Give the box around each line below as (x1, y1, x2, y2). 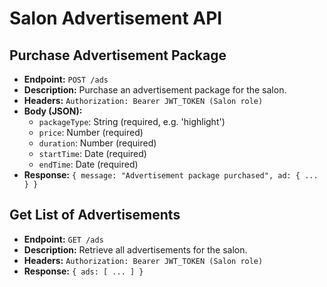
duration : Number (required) (38, 137, 157, 149)
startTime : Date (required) (38, 148, 147, 159)
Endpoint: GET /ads (23, 233, 104, 245)
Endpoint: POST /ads (23, 73, 109, 85)
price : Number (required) (38, 127, 144, 138)
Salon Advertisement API (9, 7, 223, 30)
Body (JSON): (23, 105, 83, 117)
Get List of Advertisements (9, 207, 181, 224)
